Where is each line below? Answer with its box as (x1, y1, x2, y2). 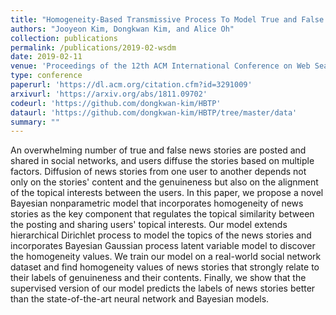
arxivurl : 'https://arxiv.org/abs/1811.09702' (10, 89, 208, 99)
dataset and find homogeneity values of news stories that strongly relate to (10, 261, 320, 273)
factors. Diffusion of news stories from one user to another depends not (10, 166, 307, 178)
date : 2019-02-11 (10, 52, 83, 62)
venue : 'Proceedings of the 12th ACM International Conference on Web (10, 61, 311, 71)
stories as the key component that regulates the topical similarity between (10, 208, 315, 220)
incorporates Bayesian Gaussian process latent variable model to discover (10, 240, 316, 252)
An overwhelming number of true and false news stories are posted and (10, 144, 307, 156)
